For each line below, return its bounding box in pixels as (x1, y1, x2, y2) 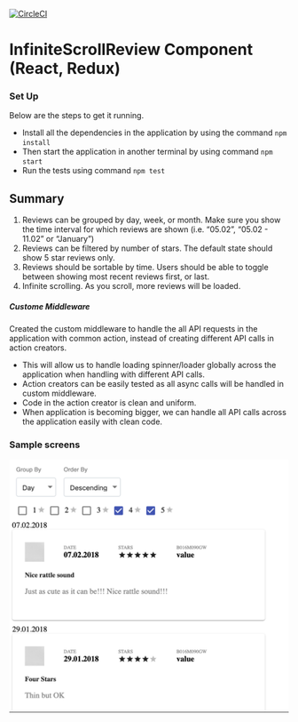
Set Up (9, 90, 39, 102)
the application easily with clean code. (21, 416, 162, 427)
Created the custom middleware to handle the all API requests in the (9, 324, 258, 334)
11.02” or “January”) (21, 234, 95, 245)
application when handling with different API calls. (21, 369, 206, 380)
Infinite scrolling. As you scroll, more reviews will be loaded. (21, 281, 241, 292)
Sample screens (9, 438, 81, 451)
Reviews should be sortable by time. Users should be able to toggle (21, 262, 269, 273)
